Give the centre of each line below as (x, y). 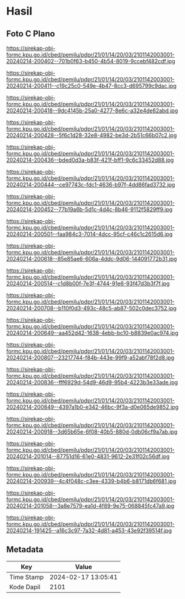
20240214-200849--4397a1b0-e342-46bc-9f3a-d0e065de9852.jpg (92, 407)
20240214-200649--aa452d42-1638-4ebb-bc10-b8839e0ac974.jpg (92, 333)
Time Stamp (27, 577)
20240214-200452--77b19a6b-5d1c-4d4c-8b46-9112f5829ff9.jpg (89, 209)
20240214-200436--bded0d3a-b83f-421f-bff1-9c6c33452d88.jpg (90, 160)
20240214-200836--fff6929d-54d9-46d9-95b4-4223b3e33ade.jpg (92, 382)
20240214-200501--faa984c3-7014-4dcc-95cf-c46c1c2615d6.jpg (89, 234)
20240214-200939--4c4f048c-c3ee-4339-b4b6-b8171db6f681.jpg (91, 481)
